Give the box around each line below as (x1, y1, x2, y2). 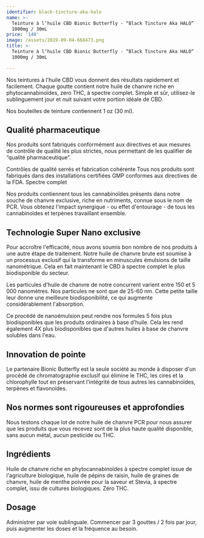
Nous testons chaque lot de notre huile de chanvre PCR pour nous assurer (6, 418, 192, 426)
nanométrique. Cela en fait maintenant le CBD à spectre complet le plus (6, 263, 185, 271)
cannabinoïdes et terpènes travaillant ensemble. (6, 210, 127, 217)
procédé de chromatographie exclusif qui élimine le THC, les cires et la (6, 372, 183, 379)
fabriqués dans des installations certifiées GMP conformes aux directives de (6, 172, 197, 179)
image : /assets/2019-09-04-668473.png (6, 37, 104, 43)
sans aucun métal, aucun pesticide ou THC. (6, 431, 115, 438)
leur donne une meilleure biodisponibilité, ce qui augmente (6, 294, 153, 302)
